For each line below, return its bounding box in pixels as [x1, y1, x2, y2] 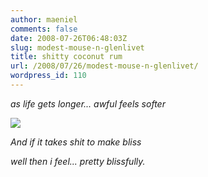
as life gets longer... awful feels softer [10, 97, 166, 110]
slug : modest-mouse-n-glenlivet [10, 42, 145, 53]
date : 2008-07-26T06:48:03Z [10, 33, 128, 43]
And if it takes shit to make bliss [10, 136, 142, 148]
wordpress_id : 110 [10, 71, 87, 81]
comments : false [10, 24, 78, 34]
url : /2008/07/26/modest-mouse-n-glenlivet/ [10, 61, 199, 71]
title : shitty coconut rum [10, 52, 123, 62]
